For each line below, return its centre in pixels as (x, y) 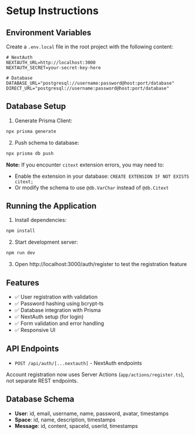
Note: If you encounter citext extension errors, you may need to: (85, 165)
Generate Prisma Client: (43, 120)
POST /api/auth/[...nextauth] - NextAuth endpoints (78, 363)
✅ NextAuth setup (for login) (49, 317)
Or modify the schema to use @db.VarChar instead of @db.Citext (92, 187)
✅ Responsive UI (35, 330)
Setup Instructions (52, 11)
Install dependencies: (41, 220)
